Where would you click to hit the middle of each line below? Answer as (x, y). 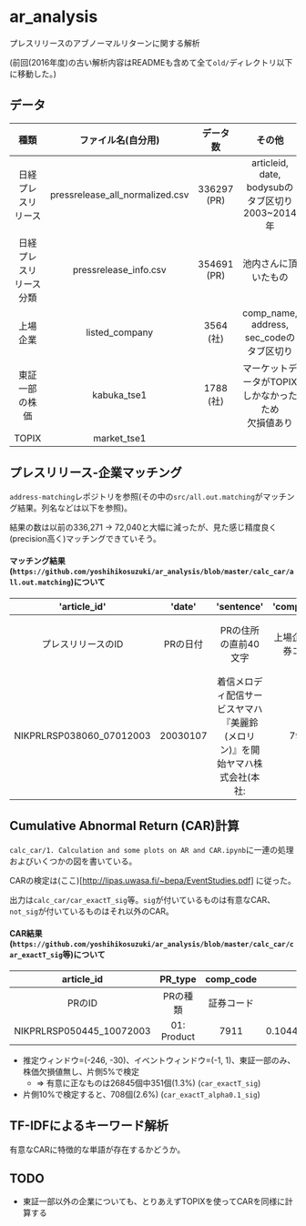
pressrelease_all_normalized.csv (119, 195)
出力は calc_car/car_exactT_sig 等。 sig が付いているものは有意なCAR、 (143, 899)
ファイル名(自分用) (120, 140)
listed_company (120, 332)
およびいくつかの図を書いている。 (73, 861)
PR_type (178, 978)
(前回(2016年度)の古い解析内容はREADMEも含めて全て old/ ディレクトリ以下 (151, 62)
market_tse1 (119, 438)
